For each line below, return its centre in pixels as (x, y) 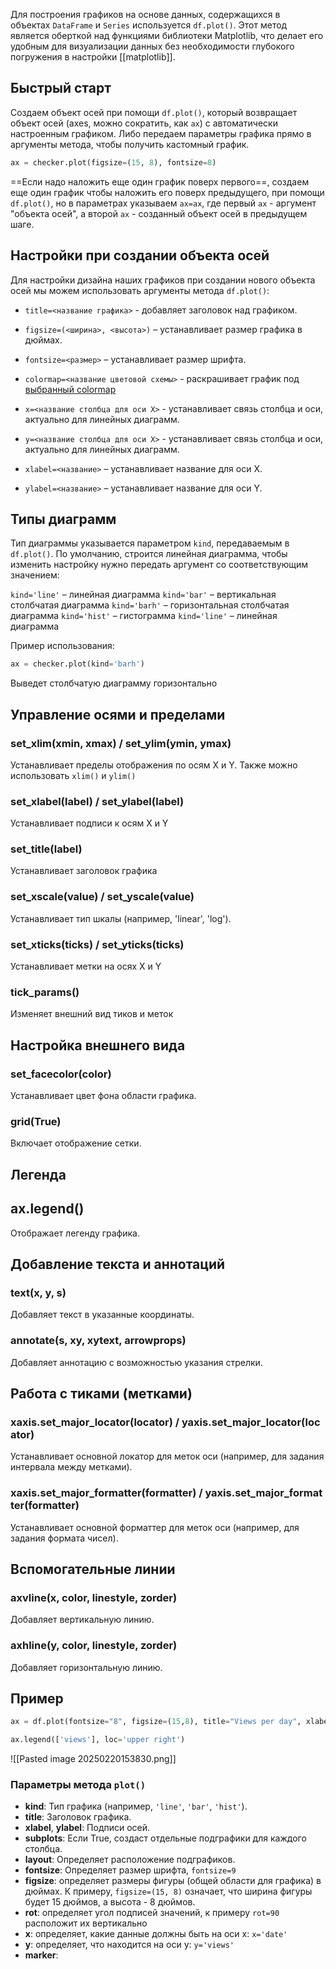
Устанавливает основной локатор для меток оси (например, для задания (167, 1456)
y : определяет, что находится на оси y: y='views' (129, 1945)
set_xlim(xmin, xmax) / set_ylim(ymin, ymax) (121, 743)
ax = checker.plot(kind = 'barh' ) (77, 664)
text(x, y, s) (38, 1292)
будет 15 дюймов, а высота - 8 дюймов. (110, 1902)
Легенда (38, 1174)
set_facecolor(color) (61, 1074)
